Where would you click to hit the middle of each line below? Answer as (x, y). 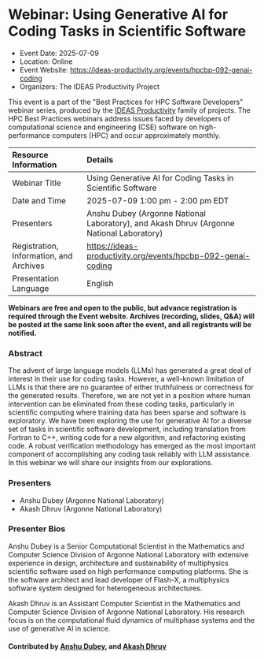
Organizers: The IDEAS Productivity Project (89, 86)
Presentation (35, 278)
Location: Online (46, 61)
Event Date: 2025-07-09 (59, 53)
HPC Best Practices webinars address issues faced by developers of (119, 118)
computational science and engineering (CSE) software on (103, 127)
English (100, 283)
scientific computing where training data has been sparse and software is (127, 412)
